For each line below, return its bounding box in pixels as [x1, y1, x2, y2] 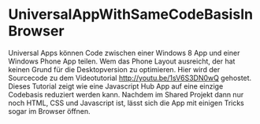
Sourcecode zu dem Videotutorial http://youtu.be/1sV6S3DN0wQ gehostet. [8, 73, 252, 82]
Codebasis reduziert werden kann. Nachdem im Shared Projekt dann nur [8, 89, 244, 99]
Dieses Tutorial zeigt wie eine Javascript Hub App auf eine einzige [8, 81, 224, 91]
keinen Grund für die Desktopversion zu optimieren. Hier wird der [8, 64, 221, 74]
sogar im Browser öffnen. [8, 106, 91, 115]
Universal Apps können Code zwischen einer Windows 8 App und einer [8, 48, 240, 57]
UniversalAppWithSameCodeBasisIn [8, 5, 254, 24]
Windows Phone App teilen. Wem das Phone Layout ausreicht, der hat [8, 57, 236, 66]
